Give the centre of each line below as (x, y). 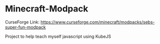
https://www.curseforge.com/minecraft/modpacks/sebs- (98, 22)
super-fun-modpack (26, 27)
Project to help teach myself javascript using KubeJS (58, 36)
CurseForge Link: (22, 22)
